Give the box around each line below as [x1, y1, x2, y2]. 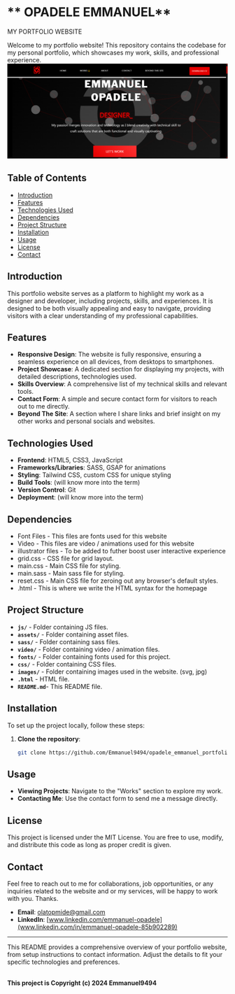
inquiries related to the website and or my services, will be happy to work [7, 886, 218, 895]
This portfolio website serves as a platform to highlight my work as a [7, 289, 204, 297]
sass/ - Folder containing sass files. [17, 637, 120, 646]
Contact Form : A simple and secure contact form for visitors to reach [17, 395, 218, 403]
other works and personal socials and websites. [17, 417, 155, 425]
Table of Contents [7, 172, 87, 184]
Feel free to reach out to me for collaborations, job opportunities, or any [7, 879, 213, 888]
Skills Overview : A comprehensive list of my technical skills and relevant [17, 380, 227, 388]
